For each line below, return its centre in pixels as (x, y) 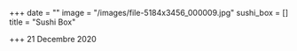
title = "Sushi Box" (43, 22)
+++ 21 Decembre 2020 (53, 39)
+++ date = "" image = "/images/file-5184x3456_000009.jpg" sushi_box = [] (149, 13)
